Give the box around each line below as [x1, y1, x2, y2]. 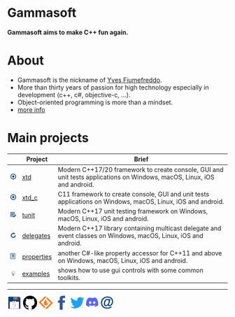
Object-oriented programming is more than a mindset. [17, 98, 173, 106]
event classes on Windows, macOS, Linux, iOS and [57, 232, 204, 240]
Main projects [7, 130, 90, 146]
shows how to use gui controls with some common [57, 266, 204, 274]
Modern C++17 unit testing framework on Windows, [57, 207, 208, 216]
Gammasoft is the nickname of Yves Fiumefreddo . [17, 76, 162, 84]
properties [22, 253, 52, 261]
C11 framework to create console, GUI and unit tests [57, 190, 210, 198]
